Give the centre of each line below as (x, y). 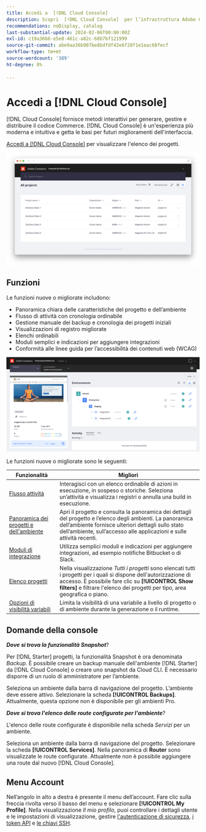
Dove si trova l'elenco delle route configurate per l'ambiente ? (86, 713)
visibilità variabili (30, 609)
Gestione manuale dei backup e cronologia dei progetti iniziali (93, 322)
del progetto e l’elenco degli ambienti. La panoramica (126, 519)
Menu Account (35, 782)
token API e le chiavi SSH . (39, 823)
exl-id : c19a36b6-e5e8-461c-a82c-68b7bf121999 (67, 39)
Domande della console (52, 630)
